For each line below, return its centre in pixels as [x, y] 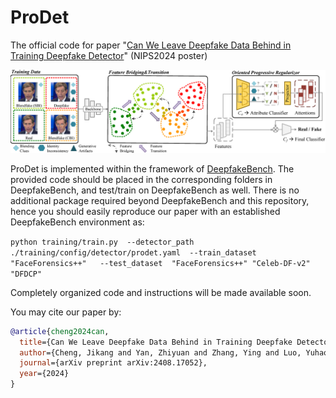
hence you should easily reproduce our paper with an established [145, 211]
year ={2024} [44, 374]
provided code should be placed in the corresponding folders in [141, 179]
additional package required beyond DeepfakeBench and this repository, [160, 200]
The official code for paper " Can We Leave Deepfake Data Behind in [151, 45]
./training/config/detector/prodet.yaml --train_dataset [133, 252]
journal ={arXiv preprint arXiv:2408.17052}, [113, 363]
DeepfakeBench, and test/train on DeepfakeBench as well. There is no [155, 190]
